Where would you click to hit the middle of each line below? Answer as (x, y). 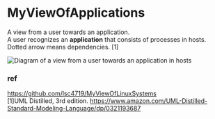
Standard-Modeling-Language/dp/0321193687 (74, 109)
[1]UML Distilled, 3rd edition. (48, 101)
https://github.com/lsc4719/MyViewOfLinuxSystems (82, 94)
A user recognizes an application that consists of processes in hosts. (107, 39)
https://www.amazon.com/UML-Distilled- (149, 101)
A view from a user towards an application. (69, 32)
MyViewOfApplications (76, 13)
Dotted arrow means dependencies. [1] (63, 47)
